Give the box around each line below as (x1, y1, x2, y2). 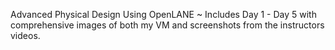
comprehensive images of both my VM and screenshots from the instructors (10, 19, 325, 31)
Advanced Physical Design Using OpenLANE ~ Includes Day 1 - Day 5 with (10, 9, 317, 20)
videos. (10, 30, 41, 41)
